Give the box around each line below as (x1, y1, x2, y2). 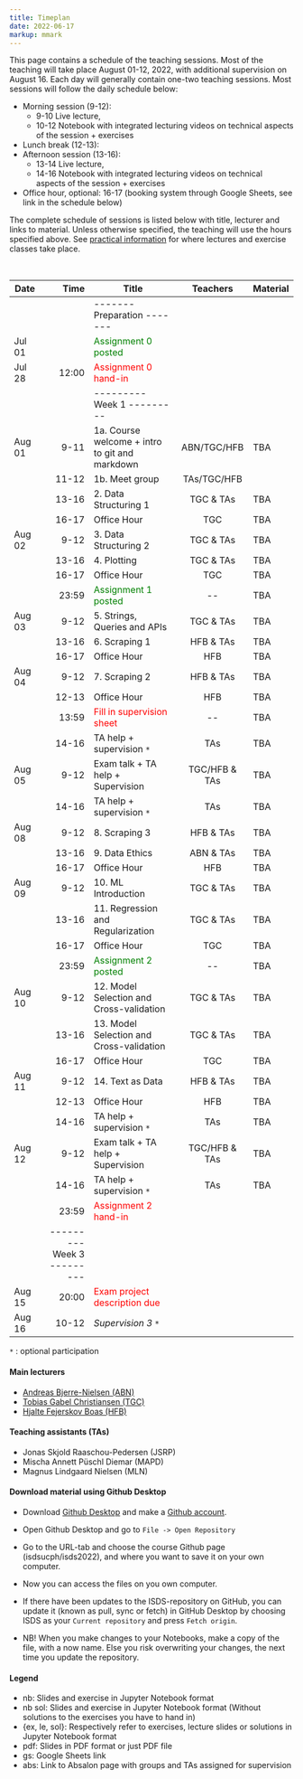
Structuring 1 (93, 499, 151, 512)
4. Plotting (93, 554, 137, 567)
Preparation (93, 309, 143, 322)
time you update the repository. (22, 1652, 140, 1662)
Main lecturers (9, 1366, 66, 1377)
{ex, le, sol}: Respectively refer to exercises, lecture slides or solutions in (22, 1721, 293, 1732)
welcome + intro (93, 436, 162, 448)
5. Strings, (93, 609, 137, 622)
